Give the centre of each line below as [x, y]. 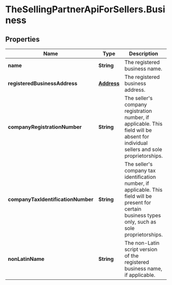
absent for [137, 137]
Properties [23, 39]
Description [144, 54]
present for [138, 202]
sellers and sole [143, 149]
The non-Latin [142, 243]
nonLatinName [26, 259]
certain [133, 209]
